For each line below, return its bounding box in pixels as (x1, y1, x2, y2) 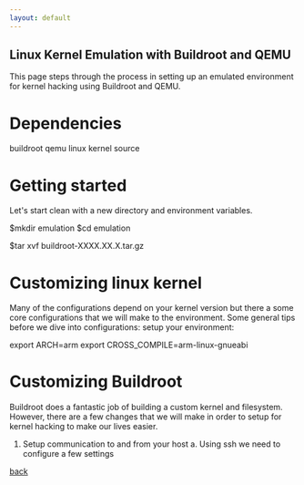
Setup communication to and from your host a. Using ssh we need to (22, 439, 281, 449)
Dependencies (9, 113, 122, 133)
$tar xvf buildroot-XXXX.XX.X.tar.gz (9, 241, 145, 252)
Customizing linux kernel (9, 273, 203, 293)
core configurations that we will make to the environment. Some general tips (9, 312, 296, 324)
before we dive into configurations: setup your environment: (9, 322, 235, 333)
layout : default (9, 13, 71, 23)
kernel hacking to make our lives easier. (9, 421, 158, 432)
